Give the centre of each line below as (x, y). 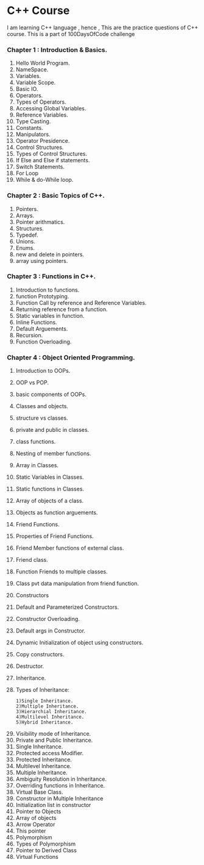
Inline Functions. (36, 322)
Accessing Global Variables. (51, 109)
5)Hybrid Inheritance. (44, 723)
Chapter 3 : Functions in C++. (51, 276)
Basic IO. (27, 89)
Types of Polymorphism (46, 844)
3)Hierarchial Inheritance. (51, 712)
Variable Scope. (36, 82)
